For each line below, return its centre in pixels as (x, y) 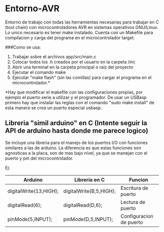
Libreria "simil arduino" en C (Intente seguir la (76, 123)
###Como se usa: (23, 47)
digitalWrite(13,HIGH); (33, 191)
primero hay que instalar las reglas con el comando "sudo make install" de (80, 102)
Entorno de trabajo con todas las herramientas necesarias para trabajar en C (82, 22)
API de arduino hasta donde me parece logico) (77, 131)
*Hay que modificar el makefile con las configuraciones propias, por (74, 92)
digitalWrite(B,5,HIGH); (90, 191)
